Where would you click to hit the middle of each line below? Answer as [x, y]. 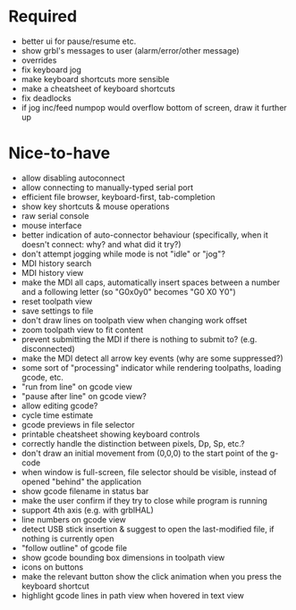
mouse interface [51, 225]
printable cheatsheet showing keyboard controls [110, 434]
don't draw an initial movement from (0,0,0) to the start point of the [144, 453]
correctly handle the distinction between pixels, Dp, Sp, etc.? [133, 443]
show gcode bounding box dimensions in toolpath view [123, 557]
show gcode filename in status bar [85, 491]
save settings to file [57, 311]
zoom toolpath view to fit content [82, 330]
